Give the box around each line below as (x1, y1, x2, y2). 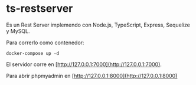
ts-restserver (6, 2, 73, 15)
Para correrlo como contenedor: (6, 39, 84, 46)
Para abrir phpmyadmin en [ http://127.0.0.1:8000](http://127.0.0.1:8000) (6, 72, 178, 79)
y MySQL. (6, 27, 31, 34)
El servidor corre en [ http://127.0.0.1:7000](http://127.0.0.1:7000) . (6, 61, 162, 68)
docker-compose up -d (6, 50, 60, 56)
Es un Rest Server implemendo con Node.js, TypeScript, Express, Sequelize (6, 21, 191, 28)
